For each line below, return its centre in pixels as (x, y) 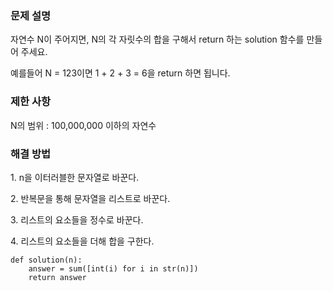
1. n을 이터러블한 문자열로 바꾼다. (75, 177)
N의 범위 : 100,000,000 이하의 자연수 (83, 125)
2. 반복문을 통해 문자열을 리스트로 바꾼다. (90, 198)
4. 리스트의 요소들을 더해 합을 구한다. (82, 241)
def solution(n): (46, 260)
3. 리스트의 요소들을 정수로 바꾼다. (77, 219)
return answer (57, 277)
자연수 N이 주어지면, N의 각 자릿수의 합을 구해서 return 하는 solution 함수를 (157, 39)
